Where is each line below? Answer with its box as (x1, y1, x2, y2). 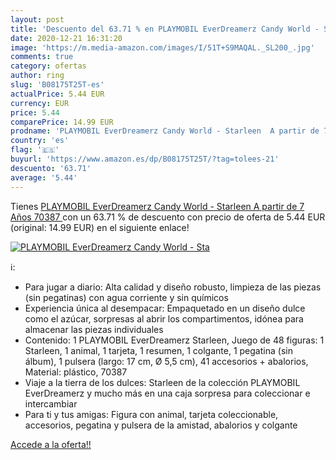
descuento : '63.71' (10, 163, 92, 173)
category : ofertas (10, 61, 87, 71)
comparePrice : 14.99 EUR (10, 117, 114, 127)
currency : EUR (10, 98, 70, 108)
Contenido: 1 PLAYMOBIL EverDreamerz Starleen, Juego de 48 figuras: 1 (24, 334, 325, 346)
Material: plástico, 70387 (24, 366, 128, 378)
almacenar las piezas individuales (24, 323, 164, 335)
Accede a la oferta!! (10, 438, 92, 450)
